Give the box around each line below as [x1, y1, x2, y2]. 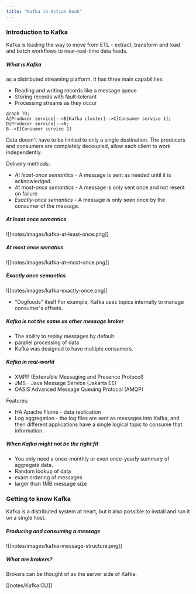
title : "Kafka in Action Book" [6, 8, 82, 15]
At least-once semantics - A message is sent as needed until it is [14, 171, 171, 178]
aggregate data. [14, 461, 53, 468]
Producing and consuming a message [6, 527, 101, 534]
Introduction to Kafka [6, 28, 68, 36]
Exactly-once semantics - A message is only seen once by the [14, 196, 166, 203]
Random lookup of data [14, 468, 71, 475]
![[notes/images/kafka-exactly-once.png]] [6, 287, 108, 294]
